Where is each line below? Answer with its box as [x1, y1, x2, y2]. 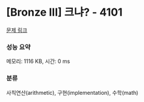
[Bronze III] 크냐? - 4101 [6, 5, 123, 19]
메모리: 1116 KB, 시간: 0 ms [6, 58, 70, 65]
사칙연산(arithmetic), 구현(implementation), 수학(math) [6, 89, 139, 96]
